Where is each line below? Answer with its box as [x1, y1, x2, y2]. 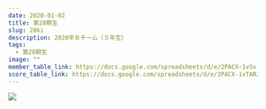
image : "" [8, 56, 41, 64]
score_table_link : [8, 70, 69, 78]
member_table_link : [8, 63, 73, 71]
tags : [8, 41, 26, 49]
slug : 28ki [8, 26, 44, 34]
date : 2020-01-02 [8, 11, 66, 20]
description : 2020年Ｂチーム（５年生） [8, 33, 128, 42]
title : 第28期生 [8, 19, 59, 27]
